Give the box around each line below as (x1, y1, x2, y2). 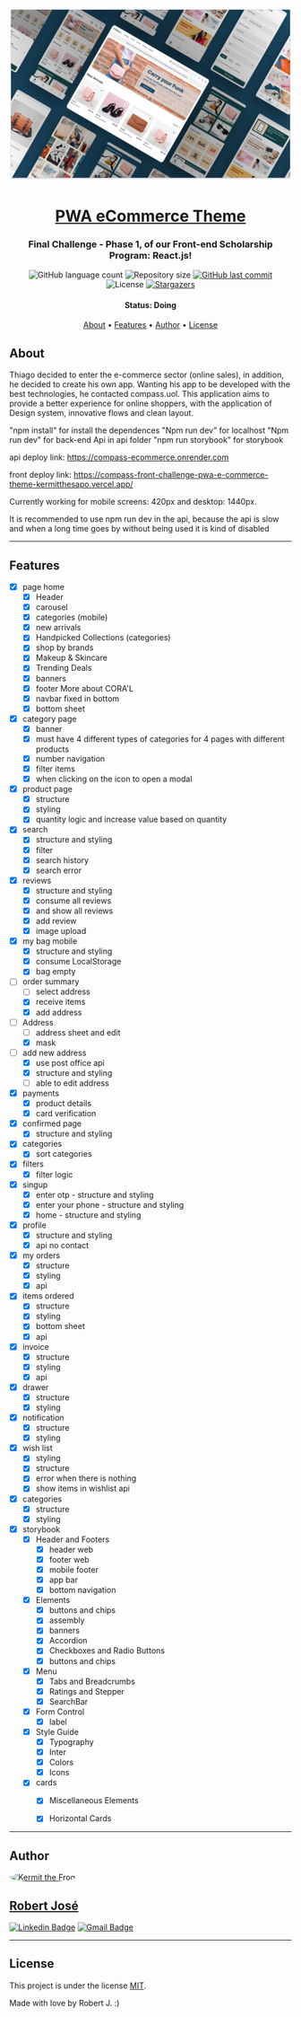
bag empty (35, 966, 76, 977)
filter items (35, 763, 76, 774)
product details (35, 1098, 92, 1109)
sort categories (35, 1149, 92, 1159)
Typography (48, 1737, 94, 1748)
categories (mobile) (35, 612, 108, 623)
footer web (48, 1554, 90, 1564)
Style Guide (35, 1726, 79, 1737)
